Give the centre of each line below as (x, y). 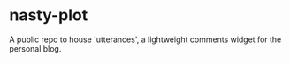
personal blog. (35, 48)
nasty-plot (49, 15)
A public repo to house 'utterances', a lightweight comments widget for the (145, 39)
